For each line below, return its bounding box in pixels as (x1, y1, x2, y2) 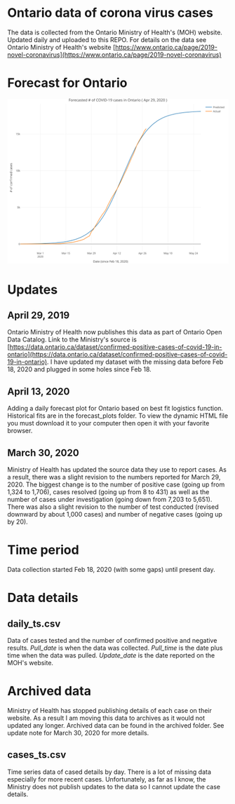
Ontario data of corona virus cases (7, 5, 214, 21)
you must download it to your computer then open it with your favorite (7, 419, 210, 428)
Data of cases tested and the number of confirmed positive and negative (7, 636, 217, 644)
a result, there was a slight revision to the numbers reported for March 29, (7, 473, 221, 482)
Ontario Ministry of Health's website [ (7, 43, 116, 51)
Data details (7, 590, 79, 606)
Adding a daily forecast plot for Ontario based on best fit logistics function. (7, 404, 223, 413)
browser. (7, 426, 33, 435)
